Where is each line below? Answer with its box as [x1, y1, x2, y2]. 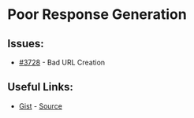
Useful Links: [7, 80, 74, 94]
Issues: [7, 37, 44, 50]
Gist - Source [18, 101, 62, 111]
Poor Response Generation [7, 6, 187, 24]
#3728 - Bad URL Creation [18, 57, 106, 67]
